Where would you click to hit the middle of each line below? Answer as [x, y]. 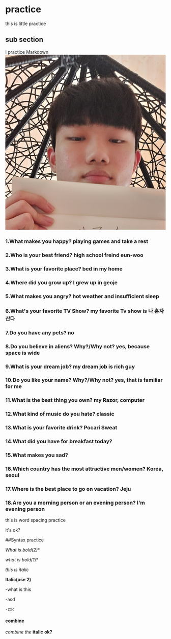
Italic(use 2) [18, 580]
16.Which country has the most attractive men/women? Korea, [84, 469]
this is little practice [26, 24]
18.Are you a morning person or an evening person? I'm [75, 503]
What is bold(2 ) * [23, 550]
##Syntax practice [25, 540]
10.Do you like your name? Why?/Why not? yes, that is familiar [84, 380]
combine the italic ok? [29, 632]
